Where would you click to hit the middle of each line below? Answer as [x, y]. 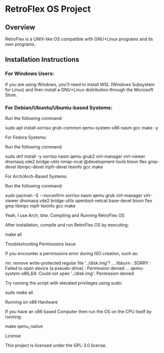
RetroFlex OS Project [48, 9]
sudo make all [19, 292]
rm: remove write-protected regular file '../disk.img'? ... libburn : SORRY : [78, 263]
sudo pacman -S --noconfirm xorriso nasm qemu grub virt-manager [74, 195]
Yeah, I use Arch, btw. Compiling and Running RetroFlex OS [65, 215]
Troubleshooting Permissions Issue [40, 244]
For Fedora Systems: [26, 137]
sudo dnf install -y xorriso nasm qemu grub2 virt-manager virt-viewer [75, 156]
